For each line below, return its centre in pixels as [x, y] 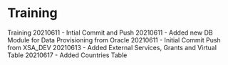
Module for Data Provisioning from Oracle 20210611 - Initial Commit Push [114, 40]
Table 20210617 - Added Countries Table [67, 55]
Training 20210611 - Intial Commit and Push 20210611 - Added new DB [110, 32]
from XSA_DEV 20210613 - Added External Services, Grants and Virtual [112, 47]
